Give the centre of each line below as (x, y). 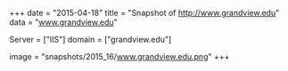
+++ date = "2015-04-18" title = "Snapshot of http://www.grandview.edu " (144, 13)
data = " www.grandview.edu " (63, 22)
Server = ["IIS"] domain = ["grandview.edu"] (91, 39)
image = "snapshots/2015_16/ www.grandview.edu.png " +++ (119, 56)
